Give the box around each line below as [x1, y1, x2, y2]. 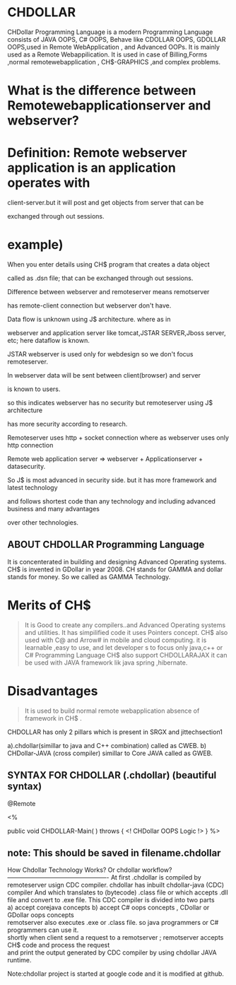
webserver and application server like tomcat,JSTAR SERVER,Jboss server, [7, 329, 226, 337]
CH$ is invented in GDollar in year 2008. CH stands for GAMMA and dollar [7, 565, 223, 573]
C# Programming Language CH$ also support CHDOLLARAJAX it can [24, 651, 228, 659]
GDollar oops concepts [7, 911, 74, 919]
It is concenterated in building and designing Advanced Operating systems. [7, 557, 227, 566]
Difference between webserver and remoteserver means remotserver [7, 288, 210, 296]
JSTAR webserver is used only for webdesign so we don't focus [7, 350, 194, 358]
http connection [7, 441, 54, 449]
